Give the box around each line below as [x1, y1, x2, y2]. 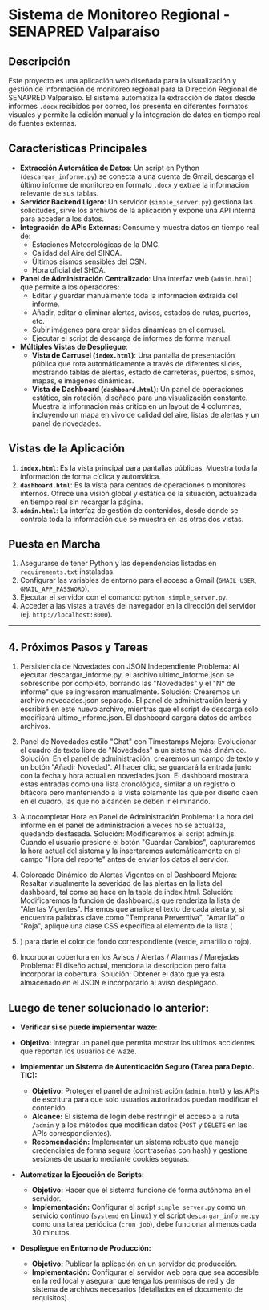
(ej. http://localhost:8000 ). [19, 609, 113, 619]
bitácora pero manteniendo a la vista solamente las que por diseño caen [19, 788, 259, 798]
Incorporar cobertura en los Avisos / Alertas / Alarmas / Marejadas [19, 952, 239, 962]
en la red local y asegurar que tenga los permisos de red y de [31, 1276, 235, 1286]
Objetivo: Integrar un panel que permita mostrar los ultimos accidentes [19, 1038, 255, 1048]
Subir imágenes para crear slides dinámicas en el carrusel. [31, 325, 226, 334]
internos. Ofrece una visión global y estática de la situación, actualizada [19, 488, 258, 498]
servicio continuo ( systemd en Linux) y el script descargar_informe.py [31, 1211, 259, 1220]
